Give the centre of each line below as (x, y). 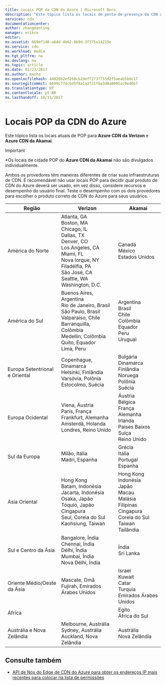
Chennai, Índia (78, 544)
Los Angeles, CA (80, 248)
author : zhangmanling (27, 28)
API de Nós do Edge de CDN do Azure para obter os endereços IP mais (85, 672)
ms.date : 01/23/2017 (26, 70)
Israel (124, 571)
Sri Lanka (129, 554)
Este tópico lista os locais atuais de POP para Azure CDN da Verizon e (77, 136)
